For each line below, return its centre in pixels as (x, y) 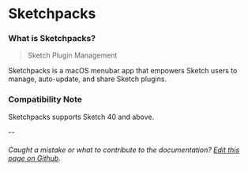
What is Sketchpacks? (52, 39)
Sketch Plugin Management (72, 55)
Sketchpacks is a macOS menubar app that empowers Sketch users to (123, 71)
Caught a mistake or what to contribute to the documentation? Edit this (124, 150)
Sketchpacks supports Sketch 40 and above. (81, 117)
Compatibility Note (45, 99)
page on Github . (34, 158)
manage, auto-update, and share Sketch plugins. (88, 79)
